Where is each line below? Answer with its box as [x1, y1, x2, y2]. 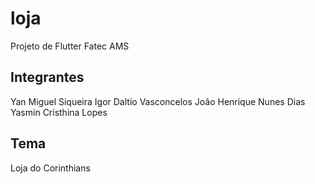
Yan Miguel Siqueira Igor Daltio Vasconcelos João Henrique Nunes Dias [10, 95, 306, 107]
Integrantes [10, 69, 85, 86]
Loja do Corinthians [10, 162, 91, 174]
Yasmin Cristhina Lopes [10, 106, 108, 118]
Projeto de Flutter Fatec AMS [10, 40, 130, 52]
